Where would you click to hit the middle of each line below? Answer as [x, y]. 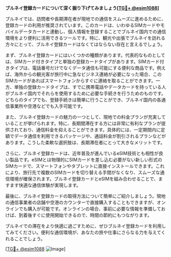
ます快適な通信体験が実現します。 [45, 185]
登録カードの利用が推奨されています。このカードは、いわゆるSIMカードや [83, 25]
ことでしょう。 [30, 239]
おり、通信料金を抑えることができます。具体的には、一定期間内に [92, 130]
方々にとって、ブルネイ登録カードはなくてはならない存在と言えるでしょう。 [85, 44]
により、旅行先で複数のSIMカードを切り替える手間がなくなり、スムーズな [83, 172]
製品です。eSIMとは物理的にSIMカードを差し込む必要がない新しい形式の [86, 160]
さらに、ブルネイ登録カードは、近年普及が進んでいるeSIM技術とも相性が [82, 153]
